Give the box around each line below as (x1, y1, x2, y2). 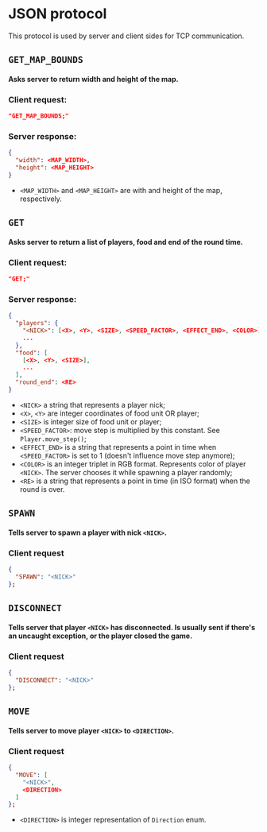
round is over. (19, 484, 65, 493)
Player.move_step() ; (19, 434, 87, 443)
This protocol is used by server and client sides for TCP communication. (8, 31, 245, 41)
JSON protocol (8, 5, 107, 23)
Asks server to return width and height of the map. (8, 74, 179, 83)
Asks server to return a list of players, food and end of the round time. (8, 237, 244, 246)
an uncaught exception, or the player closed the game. (8, 631, 193, 640)
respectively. (19, 194, 62, 203)
